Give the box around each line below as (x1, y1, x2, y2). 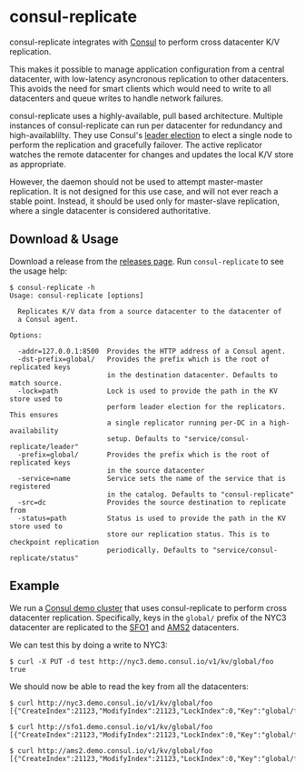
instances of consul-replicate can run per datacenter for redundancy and (9, 120, 283, 131)
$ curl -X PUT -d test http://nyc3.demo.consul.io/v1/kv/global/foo (9, 657, 274, 666)
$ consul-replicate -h (9, 283, 95, 292)
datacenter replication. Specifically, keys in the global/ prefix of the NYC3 (9, 612, 288, 623)
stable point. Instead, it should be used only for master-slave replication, (9, 196, 280, 206)
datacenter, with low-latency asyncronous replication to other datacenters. (9, 73, 289, 84)
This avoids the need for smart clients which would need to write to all (9, 83, 272, 94)
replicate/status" (9, 553, 79, 563)
